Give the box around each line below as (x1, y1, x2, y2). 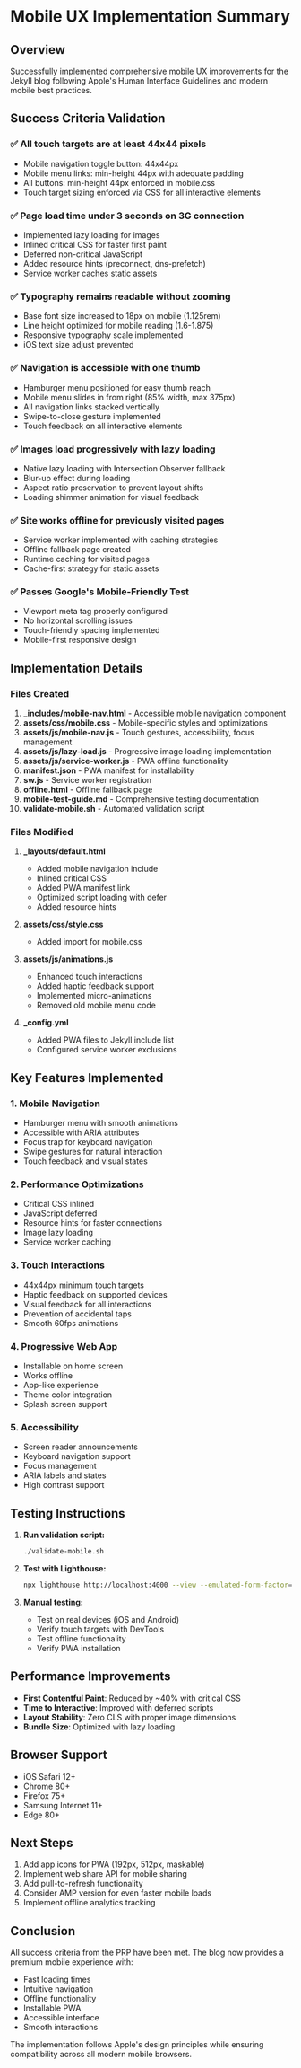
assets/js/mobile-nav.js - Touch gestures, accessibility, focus (22, 727, 254, 738)
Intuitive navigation (22, 1984, 94, 1994)
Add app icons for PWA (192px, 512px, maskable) (22, 1859, 205, 1870)
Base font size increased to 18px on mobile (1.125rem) (22, 311, 222, 321)
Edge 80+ (22, 1809, 61, 1820)
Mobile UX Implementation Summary (10, 6, 290, 27)
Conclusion (10, 1923, 76, 1939)
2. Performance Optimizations (10, 1178, 144, 1191)
